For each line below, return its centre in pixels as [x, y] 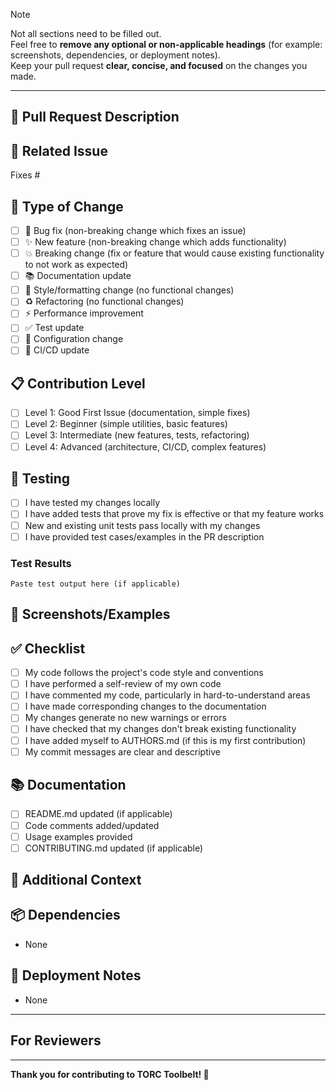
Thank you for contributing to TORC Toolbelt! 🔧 [110, 1074]
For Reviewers [56, 1040]
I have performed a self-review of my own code [123, 684]
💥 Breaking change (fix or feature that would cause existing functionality [174, 253]
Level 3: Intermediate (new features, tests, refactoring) [137, 435]
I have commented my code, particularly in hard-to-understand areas [167, 695]
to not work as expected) [76, 265]
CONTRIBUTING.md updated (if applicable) [114, 848]
